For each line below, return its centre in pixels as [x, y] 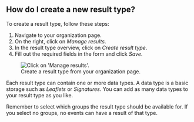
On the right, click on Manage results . [60, 41]
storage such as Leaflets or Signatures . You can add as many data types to [97, 89]
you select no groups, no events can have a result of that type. [82, 113]
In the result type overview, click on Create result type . [81, 48]
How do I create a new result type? [71, 10]
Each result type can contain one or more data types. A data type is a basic [97, 83]
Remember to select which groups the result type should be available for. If [97, 106]
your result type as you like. [40, 95]
